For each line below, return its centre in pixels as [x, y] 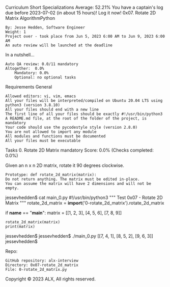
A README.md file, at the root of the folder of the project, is [76, 119]
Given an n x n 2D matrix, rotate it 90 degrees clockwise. [65, 165]
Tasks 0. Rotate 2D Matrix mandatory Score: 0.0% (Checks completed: [79, 150]
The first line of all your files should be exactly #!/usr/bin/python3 [84, 114]
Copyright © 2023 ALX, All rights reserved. [50, 279]
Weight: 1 [16, 32]
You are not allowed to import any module [51, 132]
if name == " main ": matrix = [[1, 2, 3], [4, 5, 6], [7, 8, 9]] [64, 213]
